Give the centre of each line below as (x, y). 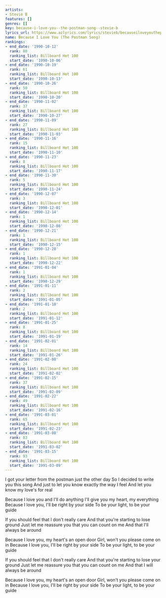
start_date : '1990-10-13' (36, 79)
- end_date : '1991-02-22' (32, 397)
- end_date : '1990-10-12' (32, 47)
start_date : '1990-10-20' (36, 97)
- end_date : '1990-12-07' (32, 194)
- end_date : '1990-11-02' (32, 102)
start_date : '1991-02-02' (36, 373)
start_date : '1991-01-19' (36, 337)
